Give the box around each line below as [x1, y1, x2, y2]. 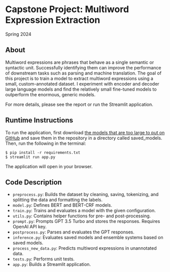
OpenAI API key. [12, 224, 47, 230]
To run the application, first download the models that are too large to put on [5, 129, 165, 135]
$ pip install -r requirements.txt [5, 150, 81, 155]
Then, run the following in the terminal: [5, 140, 86, 146]
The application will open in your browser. [5, 163, 93, 169]
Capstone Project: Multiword [5, 4, 129, 15]
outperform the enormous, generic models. [5, 91, 96, 97]
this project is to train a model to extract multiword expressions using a [5, 75, 154, 82]
